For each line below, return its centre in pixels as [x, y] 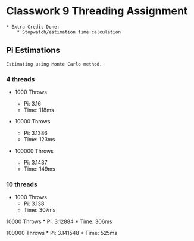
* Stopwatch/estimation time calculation [69, 32]
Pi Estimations [33, 50]
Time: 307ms [40, 210]
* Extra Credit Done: [33, 27]
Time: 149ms [39, 169]
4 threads [21, 79]
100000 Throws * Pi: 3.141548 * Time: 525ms [62, 233]
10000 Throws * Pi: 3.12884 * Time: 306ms [59, 221]
